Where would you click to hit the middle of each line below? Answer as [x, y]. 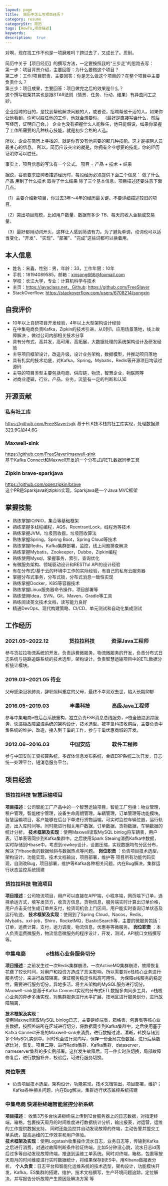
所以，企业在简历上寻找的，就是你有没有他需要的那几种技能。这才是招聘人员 [84, 141]
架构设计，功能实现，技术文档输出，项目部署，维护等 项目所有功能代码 [78, 857]
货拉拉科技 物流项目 [29, 883]
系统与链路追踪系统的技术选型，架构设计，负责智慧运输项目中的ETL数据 [83, 659]
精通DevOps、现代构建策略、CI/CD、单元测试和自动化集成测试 [77, 608]
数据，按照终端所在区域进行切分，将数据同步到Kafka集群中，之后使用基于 [85, 1026]
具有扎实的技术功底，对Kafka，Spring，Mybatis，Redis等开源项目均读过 [87, 360]
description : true [25, 38]
